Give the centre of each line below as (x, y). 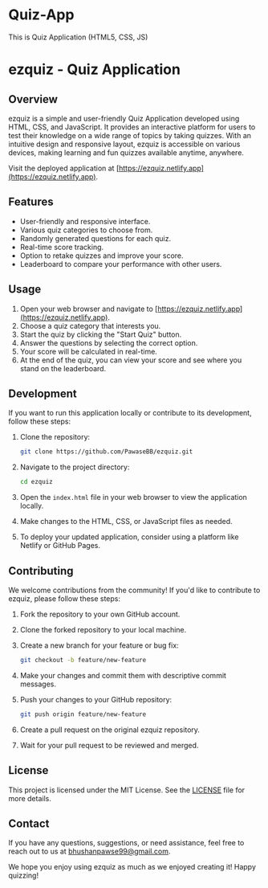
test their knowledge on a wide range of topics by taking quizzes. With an (130, 135)
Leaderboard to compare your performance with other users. (121, 264)
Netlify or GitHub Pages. (60, 546)
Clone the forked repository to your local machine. (103, 629)
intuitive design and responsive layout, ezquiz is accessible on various (124, 144)
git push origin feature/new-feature (83, 714)
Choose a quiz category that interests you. (90, 325)
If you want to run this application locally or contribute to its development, (130, 413)
